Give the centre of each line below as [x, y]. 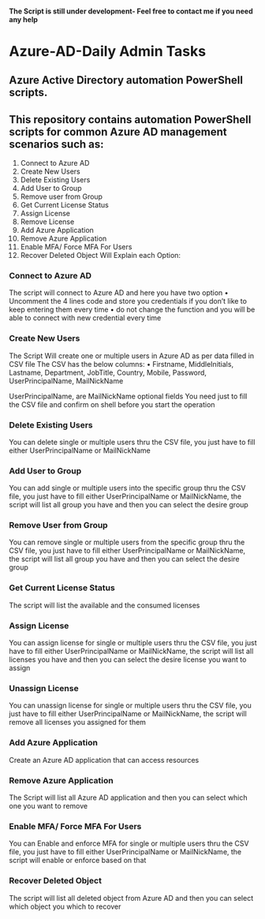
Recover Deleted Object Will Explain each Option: [100, 255]
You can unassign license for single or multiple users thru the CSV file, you [130, 705]
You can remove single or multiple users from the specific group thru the [127, 542]
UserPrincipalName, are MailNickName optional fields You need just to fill [128, 396]
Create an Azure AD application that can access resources [104, 760]
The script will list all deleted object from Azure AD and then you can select [131, 898]
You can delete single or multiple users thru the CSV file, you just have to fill [132, 442]
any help [24, 19]
